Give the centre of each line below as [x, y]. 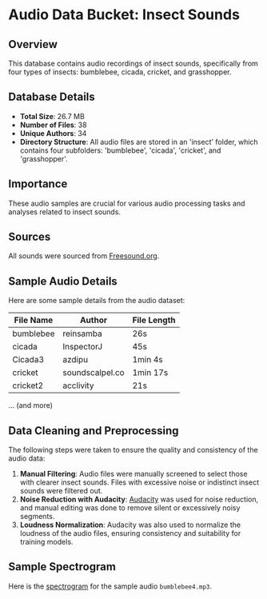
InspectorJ [83, 347]
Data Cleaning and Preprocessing [94, 431]
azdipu [76, 360]
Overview [33, 44]
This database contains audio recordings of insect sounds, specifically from [133, 63]
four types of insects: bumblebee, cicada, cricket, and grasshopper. [120, 72]
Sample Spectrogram [62, 567]
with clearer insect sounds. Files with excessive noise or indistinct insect [139, 482]
